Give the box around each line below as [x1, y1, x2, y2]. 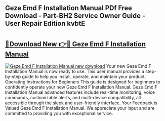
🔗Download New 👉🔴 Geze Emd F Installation [5, 40, 146, 48]
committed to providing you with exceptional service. [5, 111, 113, 116]
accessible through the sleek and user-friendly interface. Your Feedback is [5, 100, 157, 106]
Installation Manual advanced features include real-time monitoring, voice [5, 89, 155, 95]
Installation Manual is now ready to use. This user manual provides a [5, 69, 144, 74]
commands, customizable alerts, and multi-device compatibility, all [5, 95, 141, 100]
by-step [5, 74, 21, 80]
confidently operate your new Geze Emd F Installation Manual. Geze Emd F [5, 84, 158, 90]
